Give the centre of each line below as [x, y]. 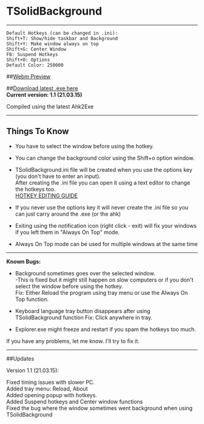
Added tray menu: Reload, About [47, 389]
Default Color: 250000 [35, 65]
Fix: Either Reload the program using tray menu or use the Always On [101, 292]
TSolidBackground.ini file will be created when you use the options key [104, 169]
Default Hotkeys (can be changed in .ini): [62, 33]
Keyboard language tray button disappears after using [83, 311]
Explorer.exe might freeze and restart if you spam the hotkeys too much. [105, 329]
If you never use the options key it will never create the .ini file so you [102, 207]
